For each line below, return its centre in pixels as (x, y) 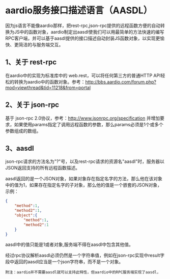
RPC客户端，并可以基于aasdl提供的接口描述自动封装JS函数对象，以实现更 (83, 38)
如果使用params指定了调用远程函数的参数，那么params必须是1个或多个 (89, 124)
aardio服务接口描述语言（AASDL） (79, 10)
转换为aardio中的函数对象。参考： (50, 81)
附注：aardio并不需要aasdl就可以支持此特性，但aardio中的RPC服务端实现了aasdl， (83, 272)
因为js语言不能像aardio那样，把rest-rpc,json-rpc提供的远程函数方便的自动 (83, 25)
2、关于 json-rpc (32, 105)
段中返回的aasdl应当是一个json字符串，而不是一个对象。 (64, 262)
